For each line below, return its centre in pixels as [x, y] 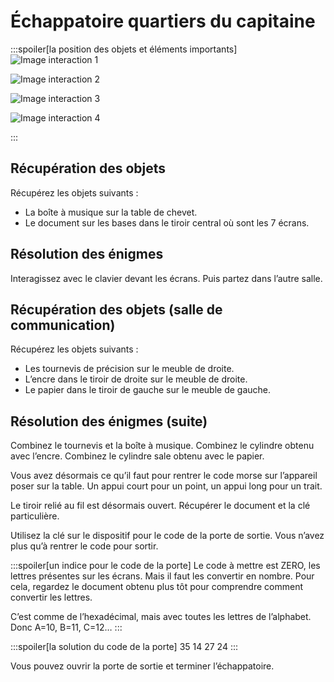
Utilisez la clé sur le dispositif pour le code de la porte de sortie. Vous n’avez [167, 536]
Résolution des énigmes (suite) [109, 421]
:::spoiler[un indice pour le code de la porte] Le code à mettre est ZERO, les [165, 566]
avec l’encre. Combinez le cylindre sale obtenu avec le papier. [137, 456]
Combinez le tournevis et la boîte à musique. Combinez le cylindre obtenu [162, 446]
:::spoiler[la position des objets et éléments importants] [124, 49]
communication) [63, 325]
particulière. [35, 516]
